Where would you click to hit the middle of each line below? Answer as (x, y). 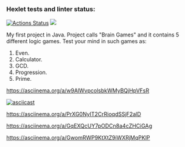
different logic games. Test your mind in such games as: (77, 41)
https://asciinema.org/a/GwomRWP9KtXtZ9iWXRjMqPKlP (78, 138)
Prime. (23, 79)
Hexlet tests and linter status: (51, 9)
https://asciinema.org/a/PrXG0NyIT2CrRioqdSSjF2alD (74, 114)
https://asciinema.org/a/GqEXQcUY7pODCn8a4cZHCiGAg (79, 126)
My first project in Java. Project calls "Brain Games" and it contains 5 (93, 35)
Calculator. (29, 60)
